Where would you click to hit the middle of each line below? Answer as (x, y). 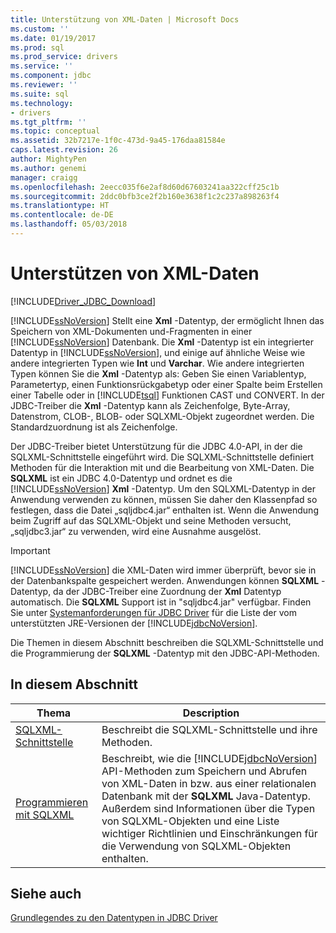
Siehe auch (46, 894)
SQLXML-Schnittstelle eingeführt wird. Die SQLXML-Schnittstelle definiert (162, 457)
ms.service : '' (42, 66)
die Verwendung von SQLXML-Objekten (196, 846)
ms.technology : (42, 103)
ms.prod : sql (37, 47)
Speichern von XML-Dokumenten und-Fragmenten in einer (131, 331)
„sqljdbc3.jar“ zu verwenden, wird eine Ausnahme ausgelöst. (136, 531)
